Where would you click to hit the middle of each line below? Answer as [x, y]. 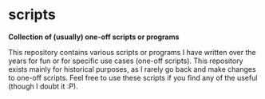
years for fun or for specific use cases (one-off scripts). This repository [126, 61]
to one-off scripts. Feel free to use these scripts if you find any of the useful [133, 77]
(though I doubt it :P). [43, 86]
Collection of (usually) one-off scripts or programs [94, 37]
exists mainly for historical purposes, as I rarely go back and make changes [132, 69]
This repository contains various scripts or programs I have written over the [132, 52]
